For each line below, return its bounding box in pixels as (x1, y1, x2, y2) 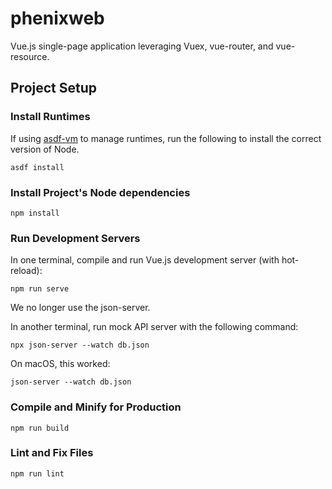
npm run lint (10, 468, 65, 479)
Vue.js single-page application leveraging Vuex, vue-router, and (10, 40, 274, 52)
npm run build (10, 423, 70, 433)
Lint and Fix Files (10, 446, 94, 460)
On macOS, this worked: (10, 358, 111, 370)
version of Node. (10, 143, 80, 155)
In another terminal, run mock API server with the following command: (10, 321, 299, 333)
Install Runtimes (10, 110, 91, 124)
